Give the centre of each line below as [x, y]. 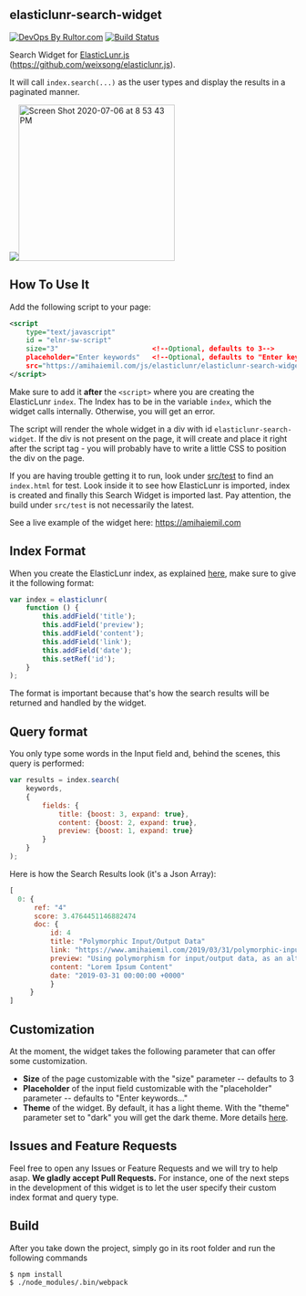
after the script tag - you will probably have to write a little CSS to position [148, 448]
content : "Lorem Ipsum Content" [111, 967]
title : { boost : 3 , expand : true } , [123, 814]
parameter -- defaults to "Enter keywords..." [105, 1098]
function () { [52, 608]
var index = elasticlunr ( [58, 600]
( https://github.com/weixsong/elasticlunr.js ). [92, 64]
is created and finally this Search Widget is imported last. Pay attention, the [150, 495]
